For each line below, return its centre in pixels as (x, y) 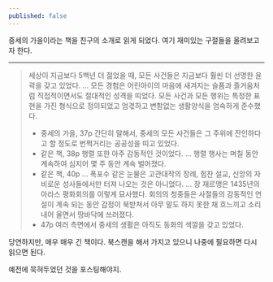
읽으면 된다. (27, 252)
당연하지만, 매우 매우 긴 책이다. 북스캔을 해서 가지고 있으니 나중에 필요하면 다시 (133, 241)
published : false (38, 16)
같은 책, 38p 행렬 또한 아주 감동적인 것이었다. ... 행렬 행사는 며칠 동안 (149, 153)
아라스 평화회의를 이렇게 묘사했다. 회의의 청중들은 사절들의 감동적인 (147, 194)
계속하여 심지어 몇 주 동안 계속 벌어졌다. (103, 163)
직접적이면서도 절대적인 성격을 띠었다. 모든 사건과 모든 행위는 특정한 (144, 95)
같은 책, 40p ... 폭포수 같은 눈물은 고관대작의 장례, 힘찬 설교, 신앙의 (146, 174)
